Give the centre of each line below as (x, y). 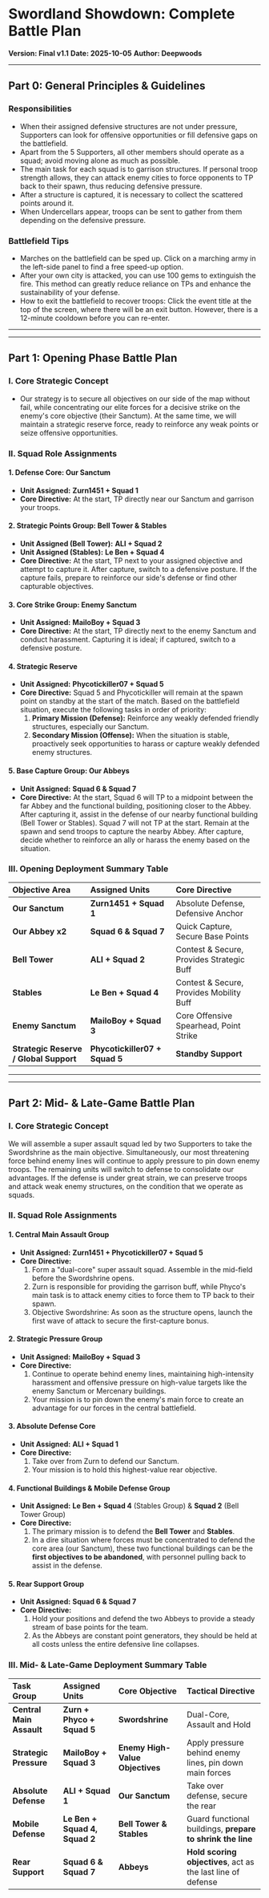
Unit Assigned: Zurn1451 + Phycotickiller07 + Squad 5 (111, 1252)
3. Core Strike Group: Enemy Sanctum (73, 604)
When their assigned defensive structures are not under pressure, (128, 126)
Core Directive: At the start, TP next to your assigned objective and (131, 560)
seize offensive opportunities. (69, 432)
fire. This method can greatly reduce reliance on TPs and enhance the (135, 284)
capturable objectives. (57, 586)
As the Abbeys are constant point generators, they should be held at (145, 1636)
